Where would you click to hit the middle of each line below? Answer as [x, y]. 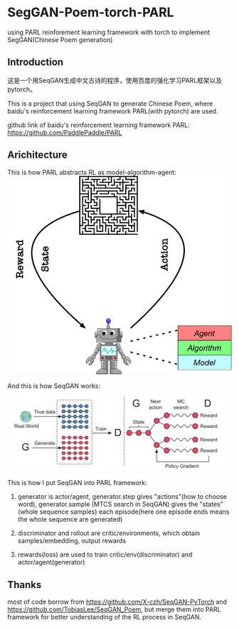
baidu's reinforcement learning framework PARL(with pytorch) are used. [113, 111]
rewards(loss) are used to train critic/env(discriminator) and [105, 554]
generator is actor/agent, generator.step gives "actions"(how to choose [122, 497]
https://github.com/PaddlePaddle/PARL [65, 132]
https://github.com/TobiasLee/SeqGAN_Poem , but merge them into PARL [115, 609]
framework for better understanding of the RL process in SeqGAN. [105, 617]
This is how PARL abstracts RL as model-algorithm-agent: [92, 172]
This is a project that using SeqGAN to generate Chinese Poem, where [110, 103]
